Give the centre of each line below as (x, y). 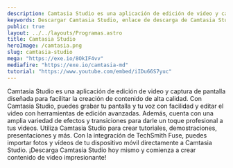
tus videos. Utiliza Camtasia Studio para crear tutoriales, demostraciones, (112, 128)
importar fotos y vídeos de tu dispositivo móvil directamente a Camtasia (110, 142)
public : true (26, 26)
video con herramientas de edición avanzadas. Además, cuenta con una (110, 113)
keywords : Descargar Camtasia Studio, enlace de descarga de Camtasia (111, 20)
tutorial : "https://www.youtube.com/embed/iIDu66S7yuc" (89, 71)
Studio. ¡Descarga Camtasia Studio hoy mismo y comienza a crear (102, 150)
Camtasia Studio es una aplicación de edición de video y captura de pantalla (116, 91)
